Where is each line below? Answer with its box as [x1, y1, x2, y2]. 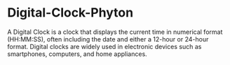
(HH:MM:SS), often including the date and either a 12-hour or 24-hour [7, 35, 209, 43]
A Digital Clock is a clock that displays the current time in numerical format [7, 28, 223, 36]
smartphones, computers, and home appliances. [7, 50, 147, 58]
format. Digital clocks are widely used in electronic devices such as [7, 42, 202, 50]
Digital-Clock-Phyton [7, 5, 134, 21]
